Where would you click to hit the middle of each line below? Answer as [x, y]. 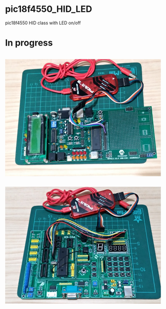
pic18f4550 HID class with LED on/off [43, 23]
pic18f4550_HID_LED [49, 9]
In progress [29, 43]
